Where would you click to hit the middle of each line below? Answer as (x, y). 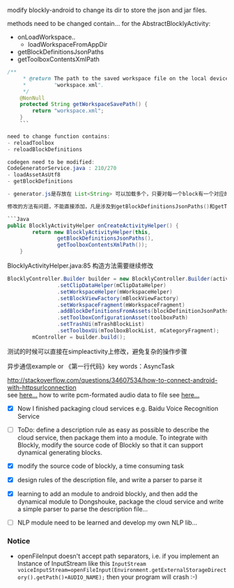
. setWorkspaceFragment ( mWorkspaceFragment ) (121, 305)
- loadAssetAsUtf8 (34, 175)
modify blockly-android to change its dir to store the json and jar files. (107, 10)
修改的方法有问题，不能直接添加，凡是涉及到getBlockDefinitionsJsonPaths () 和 (111, 206)
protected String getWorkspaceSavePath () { (84, 105)
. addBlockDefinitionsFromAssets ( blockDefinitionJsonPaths (143, 311)
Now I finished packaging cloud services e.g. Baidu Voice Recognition (118, 408)
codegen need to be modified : (51, 162)
